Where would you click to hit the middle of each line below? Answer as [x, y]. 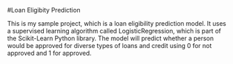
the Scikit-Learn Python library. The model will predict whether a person [111, 38]
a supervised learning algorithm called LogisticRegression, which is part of [114, 31]
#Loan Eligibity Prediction [44, 10]
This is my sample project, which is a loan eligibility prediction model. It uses [117, 23]
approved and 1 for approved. [49, 53]
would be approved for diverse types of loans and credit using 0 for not [110, 46]
